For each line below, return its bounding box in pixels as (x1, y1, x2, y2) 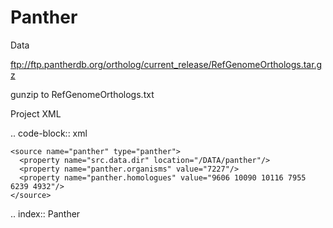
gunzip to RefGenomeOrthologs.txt (10, 88, 155, 100)
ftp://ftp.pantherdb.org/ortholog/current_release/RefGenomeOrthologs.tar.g (10, 58, 323, 70)
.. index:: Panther (10, 207, 81, 220)
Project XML (10, 107, 62, 120)
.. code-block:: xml (10, 127, 88, 139)
